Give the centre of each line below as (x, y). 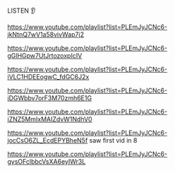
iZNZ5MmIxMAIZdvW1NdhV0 (50, 119)
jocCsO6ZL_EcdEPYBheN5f (48, 140)
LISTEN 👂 (22, 11)
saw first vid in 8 (113, 140)
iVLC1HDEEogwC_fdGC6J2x (48, 77)
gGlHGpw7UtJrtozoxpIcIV (45, 55)
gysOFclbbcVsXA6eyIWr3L (47, 161)
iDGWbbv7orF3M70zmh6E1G (50, 98)
